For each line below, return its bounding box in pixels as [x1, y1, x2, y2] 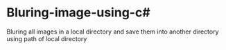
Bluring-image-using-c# [6, 5, 150, 21]
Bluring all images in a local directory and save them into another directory [6, 27, 219, 36]
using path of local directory [6, 34, 87, 42]
